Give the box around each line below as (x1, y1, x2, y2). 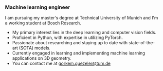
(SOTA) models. (18, 45, 51, 51)
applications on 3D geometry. (12, 55, 72, 61)
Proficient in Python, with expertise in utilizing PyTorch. (12, 35, 123, 40)
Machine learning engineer (5, 4, 71, 11)
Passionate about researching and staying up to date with (12, 40, 128, 46)
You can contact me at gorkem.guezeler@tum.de (12, 60, 111, 67)
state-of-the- (128, 40, 155, 46)
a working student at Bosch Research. (5, 20, 81, 26)
